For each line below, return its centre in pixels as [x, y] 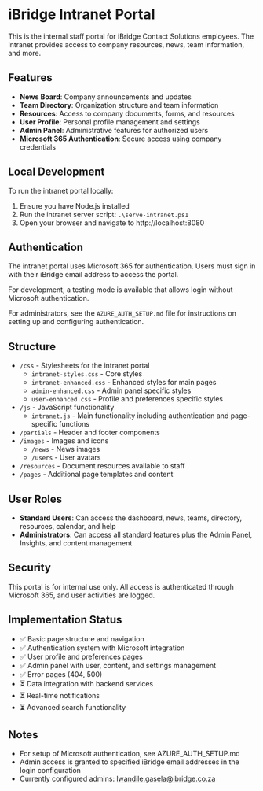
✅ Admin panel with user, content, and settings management [118, 665]
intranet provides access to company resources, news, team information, [126, 44]
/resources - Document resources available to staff [102, 466]
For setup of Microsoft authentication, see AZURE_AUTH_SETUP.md [130, 754]
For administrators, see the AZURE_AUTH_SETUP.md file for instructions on [122, 313]
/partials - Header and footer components [90, 432]
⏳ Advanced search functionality [73, 707]
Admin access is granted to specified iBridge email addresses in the [129, 762]
